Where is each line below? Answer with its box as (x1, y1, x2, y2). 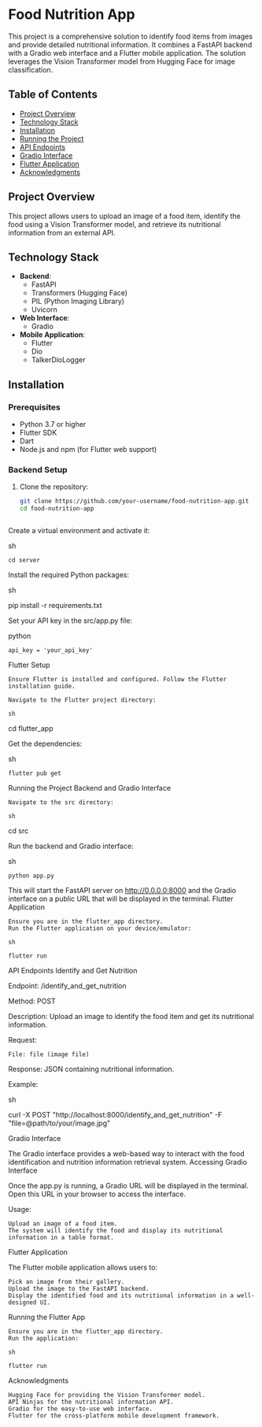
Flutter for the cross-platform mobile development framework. (8, 1412, 220, 1420)
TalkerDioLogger (31, 355, 86, 365)
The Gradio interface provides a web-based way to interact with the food (8, 1149, 245, 1158)
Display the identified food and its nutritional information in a (8, 1292, 234, 1300)
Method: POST (8, 996, 57, 1006)
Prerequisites (8, 402, 61, 413)
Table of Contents (8, 88, 98, 102)
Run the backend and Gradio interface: (8, 841, 134, 851)
